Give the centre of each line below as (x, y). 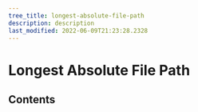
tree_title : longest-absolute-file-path (77, 16)
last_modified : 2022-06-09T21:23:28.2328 (78, 30)
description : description (51, 23)
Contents (32, 100)
